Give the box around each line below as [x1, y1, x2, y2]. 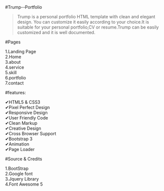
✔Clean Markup [5, 120, 38, 126]
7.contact [5, 80, 24, 86]
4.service [5, 64, 25, 70]
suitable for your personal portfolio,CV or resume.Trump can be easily [17, 24, 159, 30]
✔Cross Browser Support [5, 131, 57, 136]
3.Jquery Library [5, 176, 39, 182]
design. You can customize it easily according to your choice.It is [17, 19, 149, 25]
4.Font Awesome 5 [5, 181, 43, 187]
